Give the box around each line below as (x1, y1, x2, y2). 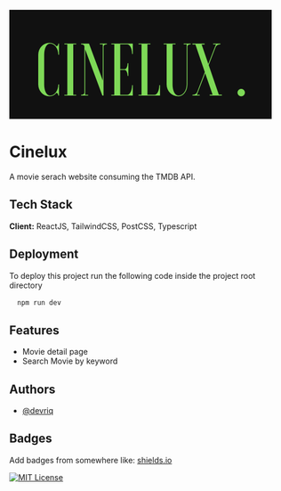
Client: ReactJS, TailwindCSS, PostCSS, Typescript (9, 220, 197, 232)
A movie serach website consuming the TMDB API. (9, 171, 196, 182)
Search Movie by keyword (21, 356, 118, 366)
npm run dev (17, 298, 62, 307)
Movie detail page (21, 347, 89, 357)
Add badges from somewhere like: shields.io (9, 454, 173, 465)
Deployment (9, 247, 79, 262)
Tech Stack (9, 197, 73, 212)
